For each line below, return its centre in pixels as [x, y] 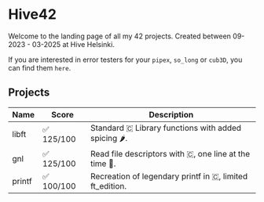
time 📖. [103, 164]
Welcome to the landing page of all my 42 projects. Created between [120, 36]
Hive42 [33, 14]
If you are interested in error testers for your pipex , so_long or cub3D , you [125, 60]
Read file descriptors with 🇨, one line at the [170, 153]
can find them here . [40, 67]
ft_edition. [108, 186]
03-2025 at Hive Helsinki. [73, 44]
